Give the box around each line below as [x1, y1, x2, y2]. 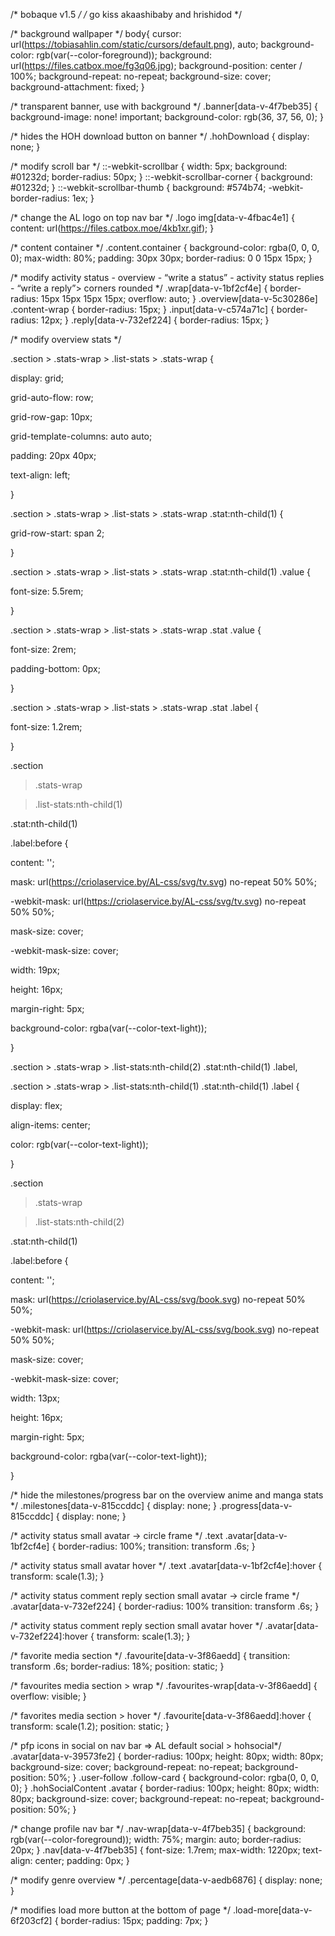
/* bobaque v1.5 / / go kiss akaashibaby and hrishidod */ [10, 9, 243, 20]
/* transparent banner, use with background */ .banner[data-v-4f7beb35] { [10, 100, 319, 112]
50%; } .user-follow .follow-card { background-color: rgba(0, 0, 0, [48, 1772, 319, 1783]
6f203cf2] [10, 1915, 53, 1926]
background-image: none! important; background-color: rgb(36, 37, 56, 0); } [10, 111, 324, 123]
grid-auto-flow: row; [10, 392, 94, 403]
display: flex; [10, 1100, 63, 1111]
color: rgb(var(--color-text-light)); [10, 1139, 149, 1150]
